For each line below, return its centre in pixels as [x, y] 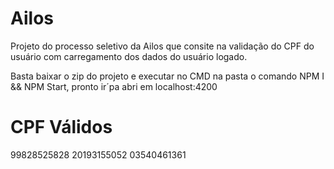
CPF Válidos [61, 127]
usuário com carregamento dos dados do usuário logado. [129, 56]
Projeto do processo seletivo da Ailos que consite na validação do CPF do [162, 46]
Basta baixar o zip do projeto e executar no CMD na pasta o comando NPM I [167, 76]
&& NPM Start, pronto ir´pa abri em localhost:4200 [114, 86]
